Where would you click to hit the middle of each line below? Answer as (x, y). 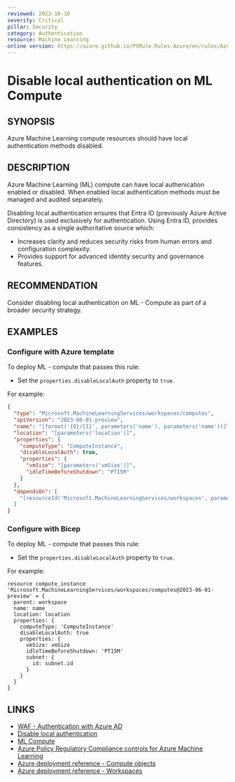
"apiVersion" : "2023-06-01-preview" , (69, 420)
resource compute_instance (47, 584)
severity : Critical (36, 20)
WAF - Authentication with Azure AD (70, 726)
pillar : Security (33, 27)
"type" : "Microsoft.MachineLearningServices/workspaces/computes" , (114, 413)
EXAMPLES (33, 332)
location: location (42, 615)
